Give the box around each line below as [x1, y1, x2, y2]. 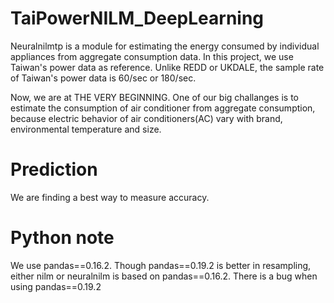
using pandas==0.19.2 [10, 280, 102, 292]
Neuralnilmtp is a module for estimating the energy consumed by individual [10, 40, 320, 52]
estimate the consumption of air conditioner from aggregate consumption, [10, 102, 316, 114]
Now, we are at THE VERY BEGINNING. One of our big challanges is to [10, 91, 299, 103]
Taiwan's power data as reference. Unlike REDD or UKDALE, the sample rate [10, 61, 325, 73]
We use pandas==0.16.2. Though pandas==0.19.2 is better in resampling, [10, 259, 312, 271]
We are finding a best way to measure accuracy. [10, 191, 210, 203]
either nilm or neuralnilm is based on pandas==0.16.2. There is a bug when [10, 270, 318, 282]
